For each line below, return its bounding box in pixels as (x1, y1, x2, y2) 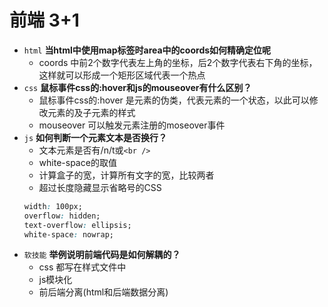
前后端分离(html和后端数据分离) (38, 286, 169, 298)
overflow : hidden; (23, 211, 101, 221)
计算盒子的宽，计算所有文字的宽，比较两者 (38, 169, 215, 181)
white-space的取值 (38, 156, 117, 168)
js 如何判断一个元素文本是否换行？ (23, 131, 168, 143)
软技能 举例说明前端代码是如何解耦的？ (23, 249, 181, 261)
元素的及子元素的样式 (47, 106, 136, 118)
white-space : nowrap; (23, 229, 114, 240)
